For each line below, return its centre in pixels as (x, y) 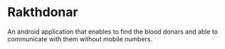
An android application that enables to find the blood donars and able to (113, 31)
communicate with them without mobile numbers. (80, 38)
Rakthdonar (43, 12)
